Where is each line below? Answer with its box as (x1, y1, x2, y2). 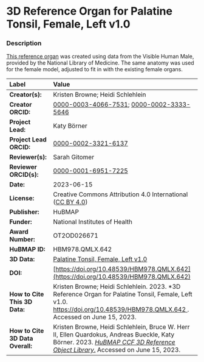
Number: (9, 235, 35, 244)
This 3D (9, 297, 33, 306)
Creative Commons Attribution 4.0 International (53, 190, 188, 199)
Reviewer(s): (9, 153, 47, 161)
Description (6, 39, 42, 48)
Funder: (9, 218, 32, 226)
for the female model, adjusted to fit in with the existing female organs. (6, 66, 183, 73)
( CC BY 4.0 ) (53, 198, 88, 207)
